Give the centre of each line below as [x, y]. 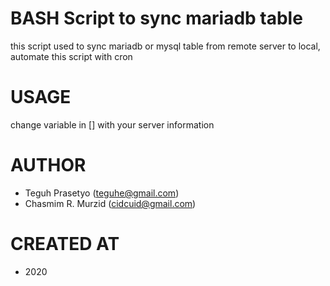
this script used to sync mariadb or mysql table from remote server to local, [165, 46]
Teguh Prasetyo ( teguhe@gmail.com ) [102, 193]
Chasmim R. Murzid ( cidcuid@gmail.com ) [110, 203]
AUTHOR [48, 165]
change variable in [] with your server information [112, 124]
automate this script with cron [71, 56]
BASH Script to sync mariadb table [156, 18]
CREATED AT [65, 244]
